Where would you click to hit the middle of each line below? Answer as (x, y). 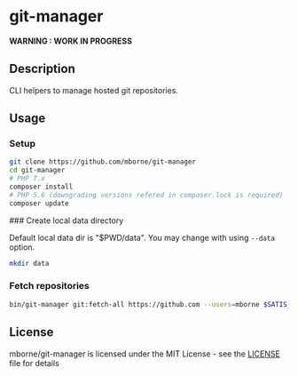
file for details (34, 363)
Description (42, 69)
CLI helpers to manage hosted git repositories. (94, 90)
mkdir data (29, 263)
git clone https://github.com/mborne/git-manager (103, 162)
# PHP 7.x (27, 179)
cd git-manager (37, 171)
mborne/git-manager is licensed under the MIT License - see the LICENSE (145, 354)
